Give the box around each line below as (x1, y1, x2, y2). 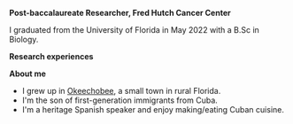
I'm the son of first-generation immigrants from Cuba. (21, 95, 219, 105)
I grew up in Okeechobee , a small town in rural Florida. (21, 86, 221, 96)
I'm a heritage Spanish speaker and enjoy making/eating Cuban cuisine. (21, 105, 285, 114)
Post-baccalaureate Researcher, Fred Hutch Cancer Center (9, 8, 232, 18)
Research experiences (9, 51, 94, 61)
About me (9, 68, 47, 79)
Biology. (9, 35, 39, 44)
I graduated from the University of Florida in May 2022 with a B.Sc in (9, 25, 259, 35)
